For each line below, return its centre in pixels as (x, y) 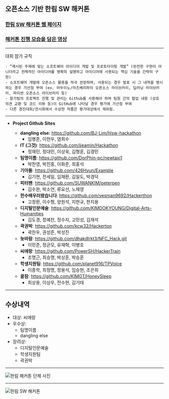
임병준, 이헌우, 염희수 (48, 139)
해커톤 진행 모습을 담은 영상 (36, 39)
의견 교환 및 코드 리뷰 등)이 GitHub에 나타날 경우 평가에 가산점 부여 (69, 104)
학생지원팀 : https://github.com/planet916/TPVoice (71, 263)
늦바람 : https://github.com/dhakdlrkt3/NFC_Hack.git (73, 238)
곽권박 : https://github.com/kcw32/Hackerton (66, 226)
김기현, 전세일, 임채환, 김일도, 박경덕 (63, 176)
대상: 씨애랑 (24, 318)
